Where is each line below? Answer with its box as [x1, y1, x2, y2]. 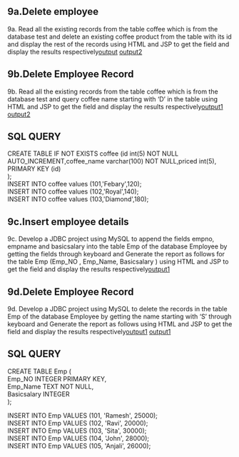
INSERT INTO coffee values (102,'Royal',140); [7, 187, 139, 196]
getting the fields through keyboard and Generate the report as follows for [7, 250, 225, 258]
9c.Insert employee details [7, 216, 130, 228]
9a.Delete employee [7, 6, 99, 18]
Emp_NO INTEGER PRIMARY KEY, [7, 374, 107, 383]
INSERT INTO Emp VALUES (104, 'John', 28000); [7, 433, 150, 442]
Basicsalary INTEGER [7, 389, 70, 398]
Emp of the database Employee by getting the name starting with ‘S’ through [7, 312, 232, 321]
